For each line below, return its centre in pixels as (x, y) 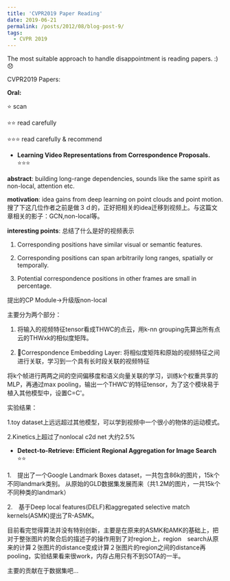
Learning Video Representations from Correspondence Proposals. (114, 155)
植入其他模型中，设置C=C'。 (47, 393)
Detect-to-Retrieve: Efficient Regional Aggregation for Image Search (117, 451)
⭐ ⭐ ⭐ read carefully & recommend (55, 139)
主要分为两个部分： (34, 315)
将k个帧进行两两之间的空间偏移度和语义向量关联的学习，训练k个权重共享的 (113, 376)
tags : (15, 33)
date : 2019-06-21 (32, 20)
